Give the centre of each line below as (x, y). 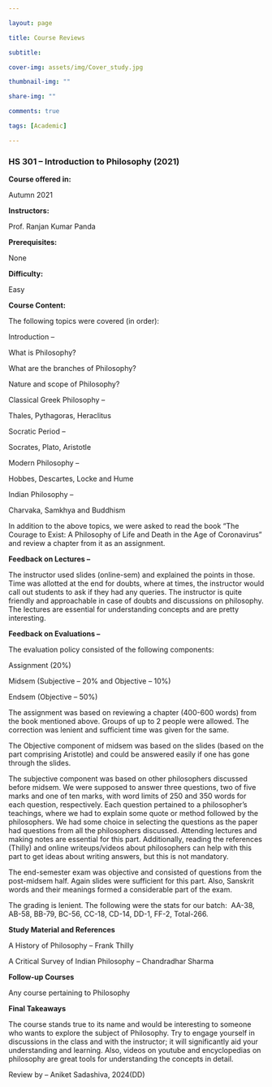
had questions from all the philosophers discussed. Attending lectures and (133, 831)
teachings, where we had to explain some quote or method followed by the (133, 814)
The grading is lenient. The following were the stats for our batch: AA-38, (132, 906)
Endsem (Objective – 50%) (53, 697)
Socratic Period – (37, 431)
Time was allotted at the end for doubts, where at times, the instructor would (136, 583)
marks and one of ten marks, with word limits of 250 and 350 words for (127, 796)
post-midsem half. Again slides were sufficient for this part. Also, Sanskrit (131, 881)
